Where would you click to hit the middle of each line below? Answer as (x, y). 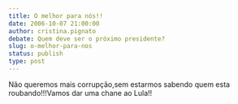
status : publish (36, 54)
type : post (27, 62)
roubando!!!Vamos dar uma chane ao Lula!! (80, 93)
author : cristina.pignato (52, 31)
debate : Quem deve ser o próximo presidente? (87, 39)
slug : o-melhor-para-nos (50, 46)
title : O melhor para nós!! (56, 16)
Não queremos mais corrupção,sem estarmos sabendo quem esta (119, 84)
